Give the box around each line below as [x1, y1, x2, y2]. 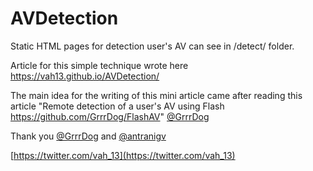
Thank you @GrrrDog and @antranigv [10, 130, 167, 142]
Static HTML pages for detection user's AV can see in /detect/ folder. [10, 40, 295, 52]
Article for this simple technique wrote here [10, 59, 189, 71]
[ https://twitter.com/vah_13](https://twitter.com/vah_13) [10, 149, 236, 161]
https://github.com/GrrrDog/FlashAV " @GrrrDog [10, 110, 210, 122]
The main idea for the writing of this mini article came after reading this [10, 89, 303, 101]
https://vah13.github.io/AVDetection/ [10, 70, 160, 82]
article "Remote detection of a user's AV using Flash [10, 100, 225, 112]
